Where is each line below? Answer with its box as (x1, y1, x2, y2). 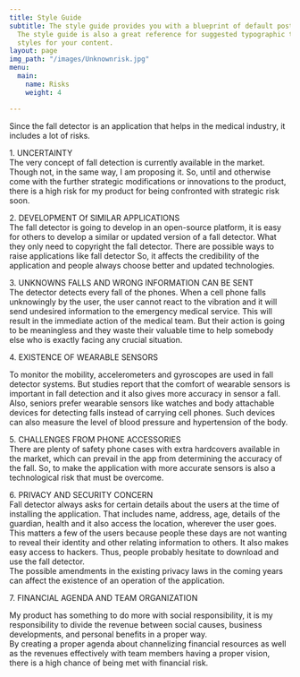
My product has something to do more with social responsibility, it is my (9, 610, 274, 621)
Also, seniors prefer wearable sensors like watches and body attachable (9, 398, 275, 408)
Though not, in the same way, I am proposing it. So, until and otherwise (9, 167, 271, 177)
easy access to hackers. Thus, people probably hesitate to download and (9, 546, 279, 557)
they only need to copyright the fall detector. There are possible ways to (9, 241, 275, 252)
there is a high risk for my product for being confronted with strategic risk (9, 185, 279, 196)
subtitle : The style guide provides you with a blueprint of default (9, 21, 274, 30)
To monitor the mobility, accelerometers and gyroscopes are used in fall (9, 369, 274, 380)
